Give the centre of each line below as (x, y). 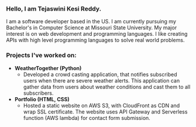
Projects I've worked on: (42, 56)
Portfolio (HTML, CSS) (42, 99)
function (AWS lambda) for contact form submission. (87, 118)
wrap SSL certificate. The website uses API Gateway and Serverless (105, 111)
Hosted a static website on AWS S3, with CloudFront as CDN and (102, 105)
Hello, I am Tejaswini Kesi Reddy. (54, 9)
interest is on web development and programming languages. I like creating (97, 34)
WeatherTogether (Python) (48, 68)
